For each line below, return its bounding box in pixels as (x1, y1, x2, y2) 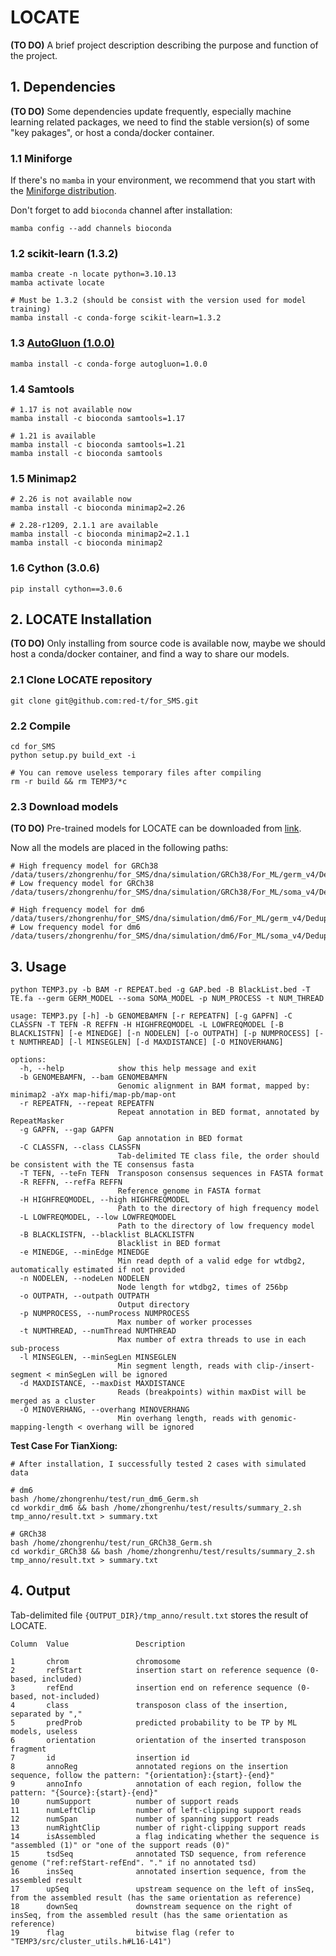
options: (10, 1055, 47, 1065)
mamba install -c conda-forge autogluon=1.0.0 (10, 359, 208, 369)
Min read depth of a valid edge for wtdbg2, (117, 1256, 307, 1266)
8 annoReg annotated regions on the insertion (10, 1761, 288, 1771)
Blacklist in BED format (117, 1239, 222, 1249)
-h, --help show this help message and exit (19, 1064, 257, 1074)
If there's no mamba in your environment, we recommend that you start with (10, 174, 316, 186)
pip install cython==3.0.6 (10, 584, 123, 594)
